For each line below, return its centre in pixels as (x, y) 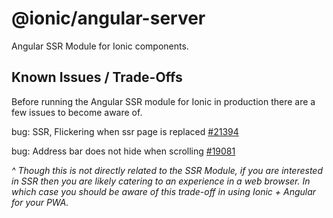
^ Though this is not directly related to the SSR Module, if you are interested (167, 170)
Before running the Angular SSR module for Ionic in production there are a (163, 101)
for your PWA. (40, 202)
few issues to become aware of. (77, 112)
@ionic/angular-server (108, 18)
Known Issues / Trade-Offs (97, 77)
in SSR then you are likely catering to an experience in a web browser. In (161, 181)
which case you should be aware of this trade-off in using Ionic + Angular (164, 191)
